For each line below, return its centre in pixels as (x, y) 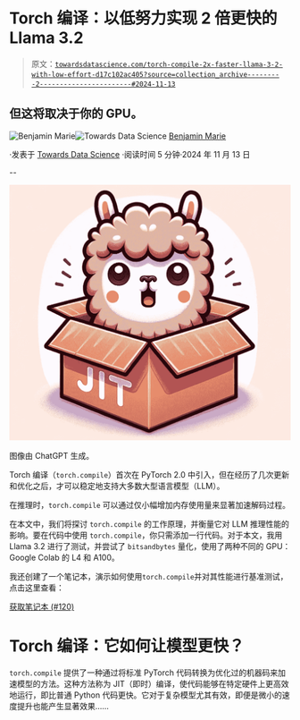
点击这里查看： (37, 588)
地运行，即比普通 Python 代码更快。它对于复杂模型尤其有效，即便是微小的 (146, 695)
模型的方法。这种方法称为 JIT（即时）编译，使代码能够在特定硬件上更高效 (153, 683)
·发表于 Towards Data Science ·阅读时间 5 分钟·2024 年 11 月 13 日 (130, 154)
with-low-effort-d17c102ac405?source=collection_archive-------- (155, 74)
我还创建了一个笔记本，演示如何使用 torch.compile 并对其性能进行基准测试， (149, 576)
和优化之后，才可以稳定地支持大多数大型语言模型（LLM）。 (117, 486)
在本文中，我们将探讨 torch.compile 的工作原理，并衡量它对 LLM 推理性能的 (150, 523)
